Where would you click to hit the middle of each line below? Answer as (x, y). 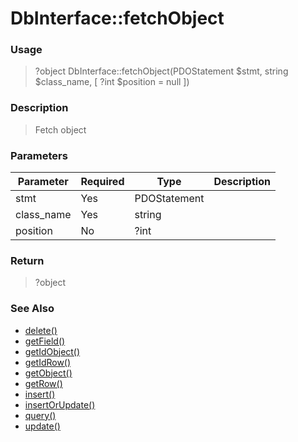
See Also (32, 309)
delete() (41, 330)
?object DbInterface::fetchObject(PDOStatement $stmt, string (161, 71)
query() (40, 415)
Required (102, 182)
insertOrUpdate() (60, 404)
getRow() (43, 383)
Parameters (39, 155)
